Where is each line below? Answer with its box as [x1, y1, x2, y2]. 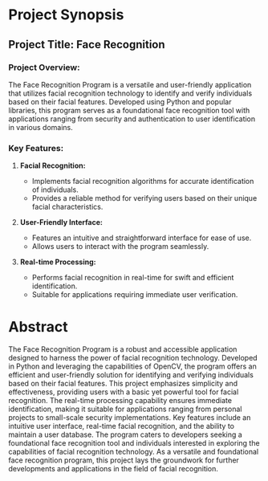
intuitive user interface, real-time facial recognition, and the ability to [8, 422, 235, 431]
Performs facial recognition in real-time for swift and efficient [31, 273, 234, 283]
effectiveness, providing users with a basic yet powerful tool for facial [8, 387, 239, 397]
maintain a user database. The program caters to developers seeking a [8, 430, 242, 439]
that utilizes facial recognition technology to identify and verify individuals [8, 88, 253, 98]
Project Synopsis [8, 6, 124, 24]
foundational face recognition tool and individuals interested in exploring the [8, 438, 260, 448]
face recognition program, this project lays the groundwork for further [8, 455, 239, 465]
